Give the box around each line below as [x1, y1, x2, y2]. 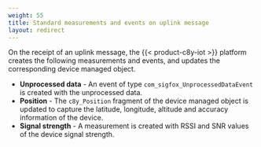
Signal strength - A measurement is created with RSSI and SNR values [19, 121, 249, 130]
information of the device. [19, 113, 104, 123]
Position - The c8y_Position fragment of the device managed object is [19, 96, 249, 106]
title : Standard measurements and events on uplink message [8, 19, 210, 27]
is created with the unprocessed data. [19, 88, 143, 97]
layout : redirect [8, 26, 65, 34]
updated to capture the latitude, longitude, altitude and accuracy [19, 105, 229, 114]
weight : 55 [8, 11, 44, 20]
